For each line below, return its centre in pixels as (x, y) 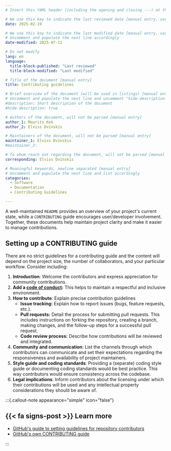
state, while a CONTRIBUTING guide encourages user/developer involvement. (83, 217)
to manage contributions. (32, 227)
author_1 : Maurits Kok (29, 122)
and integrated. (36, 341)
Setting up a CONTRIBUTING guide (61, 243)
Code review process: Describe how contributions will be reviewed (91, 336)
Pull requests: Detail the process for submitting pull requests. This (90, 314)
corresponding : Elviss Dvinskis (39, 159)
